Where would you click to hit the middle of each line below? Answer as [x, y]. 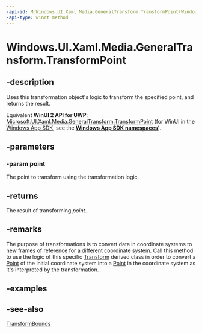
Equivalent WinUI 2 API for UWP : [47, 115]
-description [30, 82]
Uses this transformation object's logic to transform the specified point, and [100, 97]
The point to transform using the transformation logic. [73, 177]
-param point [26, 163]
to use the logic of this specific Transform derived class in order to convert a [101, 256]
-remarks [24, 230]
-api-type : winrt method [37, 17]
